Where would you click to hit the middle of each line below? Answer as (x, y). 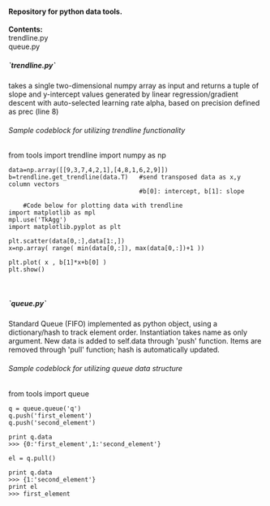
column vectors (34, 184)
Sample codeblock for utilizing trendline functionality (97, 130)
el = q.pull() (32, 458)
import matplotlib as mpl (52, 213)
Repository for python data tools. (66, 11)
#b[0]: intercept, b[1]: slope (192, 192)
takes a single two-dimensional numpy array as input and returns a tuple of (134, 86)
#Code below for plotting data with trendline (103, 206)
